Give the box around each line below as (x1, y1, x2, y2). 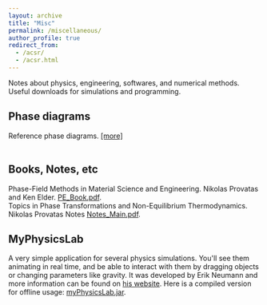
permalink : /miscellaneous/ (8, 26, 102, 34)
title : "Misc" (8, 19, 56, 27)
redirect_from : (8, 42, 59, 50)
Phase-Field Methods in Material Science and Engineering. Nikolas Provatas (8, 184, 258, 193)
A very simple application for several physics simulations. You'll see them (8, 253, 250, 263)
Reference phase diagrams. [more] (8, 131, 123, 141)
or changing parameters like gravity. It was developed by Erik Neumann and (8, 271, 258, 280)
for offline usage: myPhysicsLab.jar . (8, 287, 126, 297)
